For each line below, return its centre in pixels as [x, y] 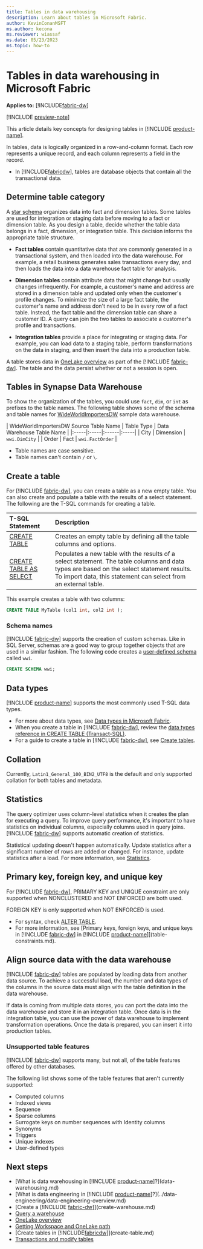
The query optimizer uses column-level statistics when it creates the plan [98, 814]
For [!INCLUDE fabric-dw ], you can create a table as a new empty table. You [101, 491]
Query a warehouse [40, 1214]
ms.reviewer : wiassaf [34, 35]
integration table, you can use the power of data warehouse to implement [98, 1018]
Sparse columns [35, 1116]
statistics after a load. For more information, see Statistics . [79, 858]
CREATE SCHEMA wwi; [31, 669]
